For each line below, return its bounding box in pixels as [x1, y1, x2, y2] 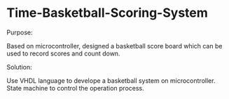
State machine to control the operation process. [6, 84, 144, 92]
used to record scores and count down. [6, 49, 120, 58]
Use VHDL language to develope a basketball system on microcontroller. [6, 76, 216, 85]
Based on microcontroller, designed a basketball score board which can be [6, 41, 223, 50]
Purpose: [6, 28, 33, 37]
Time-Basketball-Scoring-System [6, 5, 208, 21]
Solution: [6, 62, 32, 71]
